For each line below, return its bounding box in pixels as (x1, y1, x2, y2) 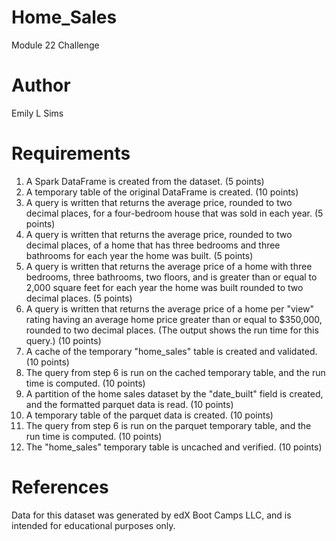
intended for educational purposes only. (11, 519, 176, 531)
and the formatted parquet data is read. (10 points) (25, 398, 234, 410)
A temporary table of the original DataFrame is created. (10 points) (25, 186, 299, 198)
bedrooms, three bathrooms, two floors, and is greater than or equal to (25, 271, 318, 283)
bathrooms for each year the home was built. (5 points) (25, 249, 254, 261)
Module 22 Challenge (11, 39, 100, 51)
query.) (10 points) (25, 334, 102, 346)
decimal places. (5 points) (25, 292, 133, 304)
